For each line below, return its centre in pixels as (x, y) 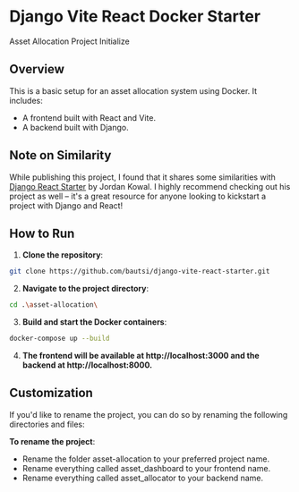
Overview (37, 69)
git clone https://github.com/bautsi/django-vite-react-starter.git (140, 271)
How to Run (42, 233)
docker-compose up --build (60, 339)
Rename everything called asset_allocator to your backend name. (143, 478)
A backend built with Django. (75, 127)
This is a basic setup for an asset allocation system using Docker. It (133, 90)
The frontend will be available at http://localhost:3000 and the (141, 356)
